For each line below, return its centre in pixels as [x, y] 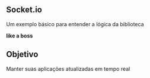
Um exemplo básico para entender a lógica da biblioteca [75, 24]
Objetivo [22, 54]
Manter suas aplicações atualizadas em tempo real [68, 68]
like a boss [20, 36]
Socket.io [24, 10]
